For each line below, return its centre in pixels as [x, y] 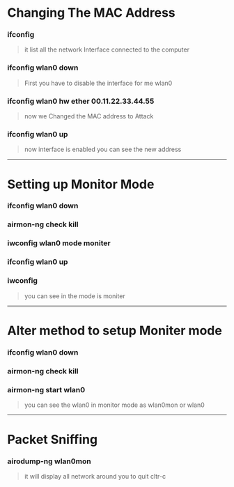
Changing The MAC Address [91, 13]
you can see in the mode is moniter [75, 296]
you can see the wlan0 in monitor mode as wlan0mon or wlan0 [115, 405]
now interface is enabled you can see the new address [103, 149]
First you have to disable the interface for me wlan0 [98, 83]
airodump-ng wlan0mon [49, 461]
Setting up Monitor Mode [81, 184]
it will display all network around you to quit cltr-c [95, 477]
